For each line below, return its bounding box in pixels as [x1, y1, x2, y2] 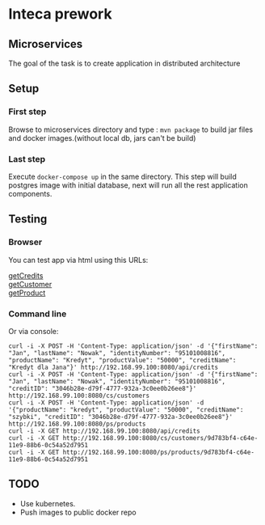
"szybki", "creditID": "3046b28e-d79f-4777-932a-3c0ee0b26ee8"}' [8, 413, 233, 421]
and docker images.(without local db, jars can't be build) [8, 133, 196, 142]
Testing [8, 212, 48, 227]
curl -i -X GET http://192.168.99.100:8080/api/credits [8, 426, 200, 435]
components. [8, 188, 53, 198]
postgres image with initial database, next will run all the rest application [8, 180, 248, 190]
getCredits [8, 270, 44, 280]
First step [8, 106, 47, 117]
